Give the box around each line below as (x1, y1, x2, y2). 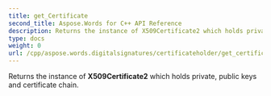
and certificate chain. (8, 80, 79, 90)
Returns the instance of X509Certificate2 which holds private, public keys (8, 72, 257, 81)
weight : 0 (8, 42, 42, 50)
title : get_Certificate (8, 11, 89, 20)
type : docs (8, 34, 45, 43)
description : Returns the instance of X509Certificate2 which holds (8, 27, 244, 35)
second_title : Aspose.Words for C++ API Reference (8, 19, 182, 27)
